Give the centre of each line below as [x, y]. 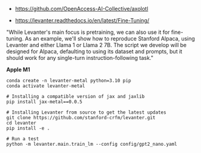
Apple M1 [18, 70]
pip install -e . [28, 128]
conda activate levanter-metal [46, 86]
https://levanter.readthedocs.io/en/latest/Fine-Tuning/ [82, 20]
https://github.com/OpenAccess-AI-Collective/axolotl [81, 9]
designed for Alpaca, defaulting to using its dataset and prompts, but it [94, 51]
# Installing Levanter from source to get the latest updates [86, 112]
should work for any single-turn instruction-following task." [80, 58]
